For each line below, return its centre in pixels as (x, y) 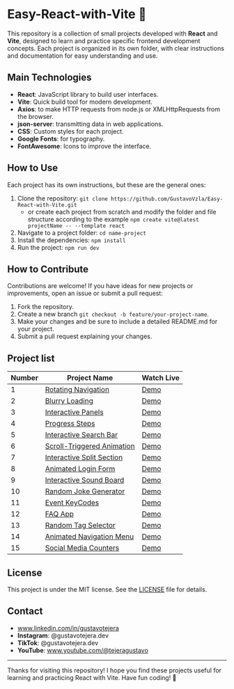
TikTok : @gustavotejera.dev (58, 642)
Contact (25, 611)
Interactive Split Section (84, 457)
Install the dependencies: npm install (71, 240)
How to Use (33, 168)
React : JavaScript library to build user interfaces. (88, 94)
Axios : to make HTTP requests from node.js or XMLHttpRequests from (119, 109)
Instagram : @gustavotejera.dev (63, 635)
